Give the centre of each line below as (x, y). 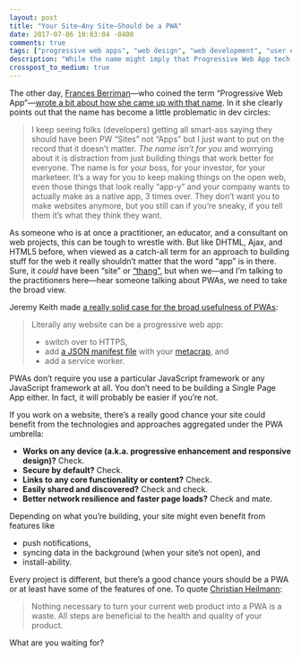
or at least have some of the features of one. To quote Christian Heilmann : (146, 589)
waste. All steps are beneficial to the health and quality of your (146, 616)
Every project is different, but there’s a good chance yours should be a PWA (149, 579)
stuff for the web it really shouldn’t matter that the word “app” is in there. (143, 261)
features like (32, 525)
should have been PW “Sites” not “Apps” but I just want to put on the (158, 139)
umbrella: (26, 433)
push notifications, (56, 542)
